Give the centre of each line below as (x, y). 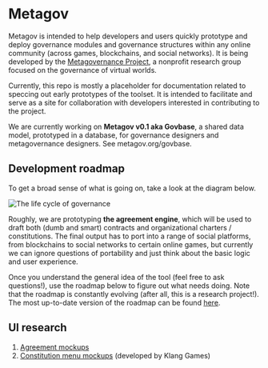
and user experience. (43, 262)
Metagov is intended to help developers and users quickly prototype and (128, 36)
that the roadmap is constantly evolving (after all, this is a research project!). (134, 294)
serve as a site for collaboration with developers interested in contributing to (134, 102)
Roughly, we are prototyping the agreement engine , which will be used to (130, 219)
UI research (38, 328)
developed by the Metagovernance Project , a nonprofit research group (125, 62)
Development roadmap (67, 169)
